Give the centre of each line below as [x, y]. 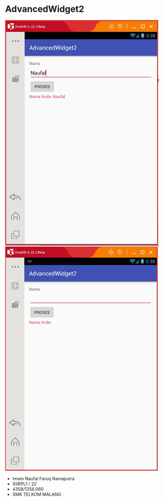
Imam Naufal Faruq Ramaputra [43, 478]
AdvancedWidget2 [45, 9]
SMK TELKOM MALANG [37, 494]
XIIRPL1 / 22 [24, 484]
